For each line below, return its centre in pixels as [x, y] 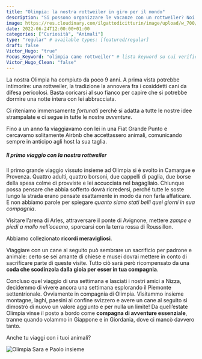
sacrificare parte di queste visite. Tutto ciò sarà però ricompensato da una [98, 263]
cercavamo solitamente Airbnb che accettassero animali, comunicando [94, 135]
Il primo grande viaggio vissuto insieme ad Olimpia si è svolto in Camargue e [101, 170]
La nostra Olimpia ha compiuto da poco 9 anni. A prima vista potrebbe [93, 80]
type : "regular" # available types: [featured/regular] [78, 40]
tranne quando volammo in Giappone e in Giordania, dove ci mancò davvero [100, 320]
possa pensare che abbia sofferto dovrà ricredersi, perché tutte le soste [95, 189]
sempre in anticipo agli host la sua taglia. [57, 141]
